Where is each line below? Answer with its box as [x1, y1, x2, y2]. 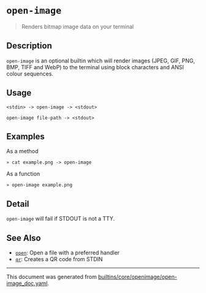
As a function [6, 170, 40, 178]
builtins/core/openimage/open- [97, 273, 178, 280]
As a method [6, 148, 39, 155]
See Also [6, 232, 41, 243]
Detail [6, 199, 29, 209]
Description [6, 40, 52, 51]
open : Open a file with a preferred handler [15, 249, 120, 256]
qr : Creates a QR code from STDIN [15, 256, 103, 262]
